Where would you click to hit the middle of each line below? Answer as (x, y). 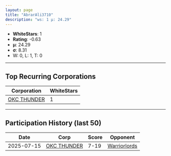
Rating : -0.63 (27, 39)
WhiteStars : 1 (27, 34)
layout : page (19, 10)
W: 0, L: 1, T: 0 (27, 56)
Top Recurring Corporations (51, 76)
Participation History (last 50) (53, 123)
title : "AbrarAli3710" (29, 15)
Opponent (122, 137)
